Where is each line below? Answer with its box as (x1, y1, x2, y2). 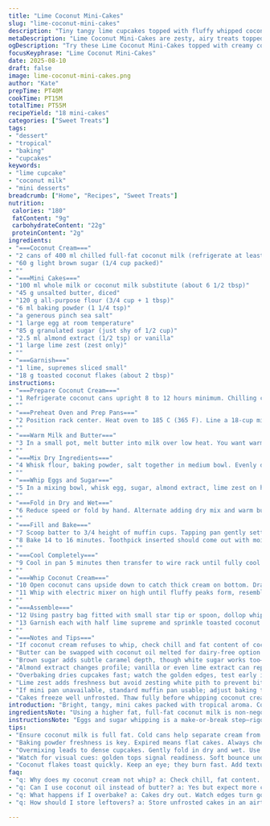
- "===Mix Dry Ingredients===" (8, 454, 113, 462)
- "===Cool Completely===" (8, 551, 99, 559)
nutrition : (8, 199, 45, 207)
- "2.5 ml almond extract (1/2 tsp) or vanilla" (8, 334, 174, 342)
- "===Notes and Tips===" (8, 633, 95, 641)
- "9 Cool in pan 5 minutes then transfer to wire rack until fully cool (8, 558, 261, 567)
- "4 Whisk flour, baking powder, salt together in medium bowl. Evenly (8, 461, 257, 470)
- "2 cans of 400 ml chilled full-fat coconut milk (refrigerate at (8, 251, 243, 259)
